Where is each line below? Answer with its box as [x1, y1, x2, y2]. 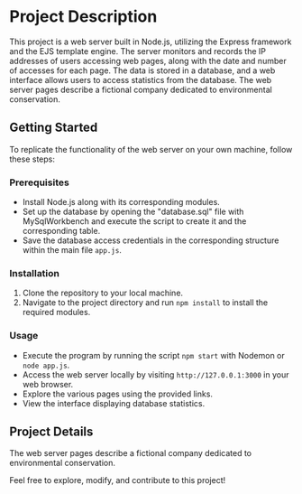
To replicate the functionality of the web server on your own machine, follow [9, 144, 293, 154]
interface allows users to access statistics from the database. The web [9, 74, 272, 85]
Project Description [9, 6, 158, 27]
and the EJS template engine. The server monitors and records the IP [9, 45, 266, 56]
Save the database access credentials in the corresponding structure [22, 235, 279, 246]
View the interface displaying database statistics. [22, 397, 206, 408]
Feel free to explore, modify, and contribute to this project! [9, 475, 226, 486]
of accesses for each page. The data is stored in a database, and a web [9, 65, 276, 76]
